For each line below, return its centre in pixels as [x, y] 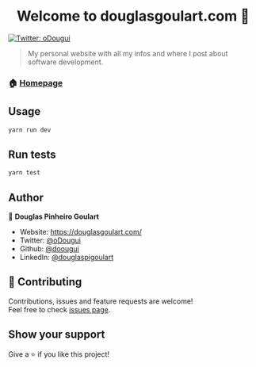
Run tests [32, 154]
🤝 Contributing [45, 282]
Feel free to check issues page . [59, 309]
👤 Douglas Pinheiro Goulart [53, 216]
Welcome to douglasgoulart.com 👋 [133, 16]
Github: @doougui [49, 249]
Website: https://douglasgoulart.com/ [81, 232]
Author [26, 197]
